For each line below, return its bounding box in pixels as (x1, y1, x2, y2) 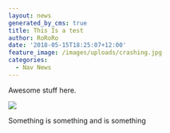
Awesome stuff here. (8, 85, 77, 95)
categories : (8, 57, 48, 65)
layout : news (8, 11, 52, 20)
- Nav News (15, 64, 52, 72)
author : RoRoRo (8, 33, 59, 42)
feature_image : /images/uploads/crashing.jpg (8, 49, 162, 57)
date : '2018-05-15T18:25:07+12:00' (8, 41, 127, 49)
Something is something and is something (8, 115, 146, 125)
